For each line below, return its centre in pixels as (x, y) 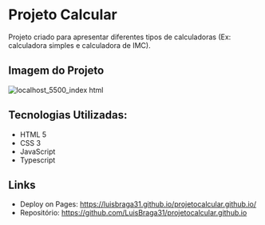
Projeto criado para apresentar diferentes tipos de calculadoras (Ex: (120, 37)
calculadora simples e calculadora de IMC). (79, 45)
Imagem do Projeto (56, 71)
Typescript (38, 160)
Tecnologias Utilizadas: (68, 115)
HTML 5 (33, 135)
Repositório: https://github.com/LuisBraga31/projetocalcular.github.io (133, 213)
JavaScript (38, 151)
